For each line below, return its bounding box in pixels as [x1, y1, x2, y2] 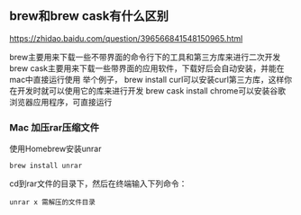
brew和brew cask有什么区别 [9, 8, 169, 24]
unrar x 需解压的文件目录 [9, 198, 96, 207]
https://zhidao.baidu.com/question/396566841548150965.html [9, 32, 243, 43]
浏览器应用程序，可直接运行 [9, 96, 113, 107]
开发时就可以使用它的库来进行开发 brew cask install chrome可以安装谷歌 [16, 85, 287, 96]
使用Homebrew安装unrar [9, 143, 102, 155]
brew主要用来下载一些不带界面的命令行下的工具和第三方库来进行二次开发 [9, 51, 281, 62]
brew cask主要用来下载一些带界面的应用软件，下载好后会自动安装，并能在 [9, 62, 285, 74]
